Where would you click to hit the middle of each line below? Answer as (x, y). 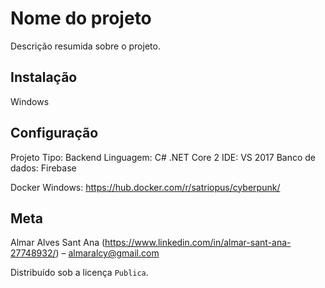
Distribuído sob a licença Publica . (79, 273)
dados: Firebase (43, 168)
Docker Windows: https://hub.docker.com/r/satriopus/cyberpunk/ (145, 187)
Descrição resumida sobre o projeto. (85, 46)
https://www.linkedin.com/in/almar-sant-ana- (198, 243)
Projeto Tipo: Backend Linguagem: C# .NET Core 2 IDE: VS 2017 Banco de (163, 157)
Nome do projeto (81, 18)
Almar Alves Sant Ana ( (58, 243)
